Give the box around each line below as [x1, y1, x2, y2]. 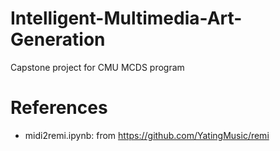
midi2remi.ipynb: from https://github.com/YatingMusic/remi [24, 129, 270, 141]
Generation [10, 28, 106, 51]
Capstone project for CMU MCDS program [10, 61, 185, 73]
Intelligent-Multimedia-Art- [10, 7, 243, 30]
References [10, 97, 108, 119]
